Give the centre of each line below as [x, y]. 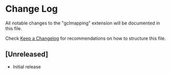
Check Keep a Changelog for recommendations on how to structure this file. [86, 38]
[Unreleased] [27, 54]
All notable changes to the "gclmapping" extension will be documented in [83, 23]
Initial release [27, 66]
